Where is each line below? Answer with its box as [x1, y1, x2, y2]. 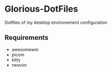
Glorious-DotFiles [4, 3, 78, 15]
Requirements [4, 34, 48, 42]
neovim [11, 62, 27, 68]
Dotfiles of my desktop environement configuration [4, 19, 108, 25]
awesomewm [11, 46, 39, 52]
